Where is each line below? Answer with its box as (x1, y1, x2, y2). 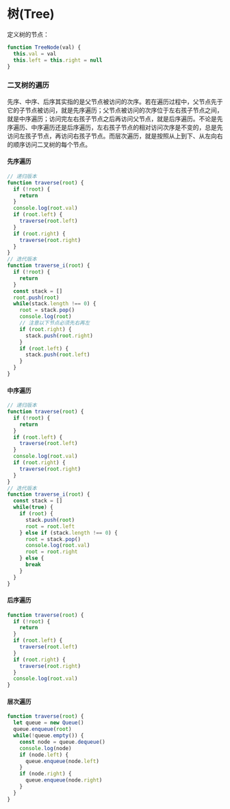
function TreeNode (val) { (7, 44, 81, 51)
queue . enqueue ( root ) (13, 726, 72, 733)
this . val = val (13, 50, 57, 57)
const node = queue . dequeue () (19, 738, 106, 745)
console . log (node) (19, 745, 72, 751)
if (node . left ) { (19, 751, 69, 758)
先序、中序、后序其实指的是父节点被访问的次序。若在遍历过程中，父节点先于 (7, 97, 223, 106)
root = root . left (25, 522, 75, 530)
